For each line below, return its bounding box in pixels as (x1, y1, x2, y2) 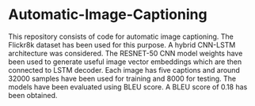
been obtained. (8, 90, 58, 100)
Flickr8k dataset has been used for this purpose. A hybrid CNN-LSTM (8, 40, 236, 49)
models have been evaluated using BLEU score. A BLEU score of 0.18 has (8, 81, 248, 92)
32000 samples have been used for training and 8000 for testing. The (8, 74, 236, 83)
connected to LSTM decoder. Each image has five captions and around (8, 65, 240, 74)
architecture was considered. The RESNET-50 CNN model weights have (8, 48, 243, 58)
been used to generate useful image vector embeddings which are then (8, 57, 242, 66)
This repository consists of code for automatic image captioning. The (8, 32, 234, 41)
